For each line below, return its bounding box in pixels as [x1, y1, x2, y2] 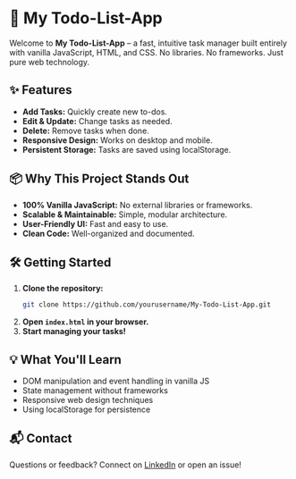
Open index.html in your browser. [21, 316, 149, 327]
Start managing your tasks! [21, 326, 127, 337]
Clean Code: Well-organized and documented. [21, 228, 195, 239]
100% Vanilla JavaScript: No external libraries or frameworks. [21, 199, 253, 210]
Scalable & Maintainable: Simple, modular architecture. [21, 209, 228, 220]
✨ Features [9, 82, 72, 97]
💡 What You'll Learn [9, 352, 123, 367]
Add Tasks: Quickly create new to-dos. [21, 106, 168, 117]
